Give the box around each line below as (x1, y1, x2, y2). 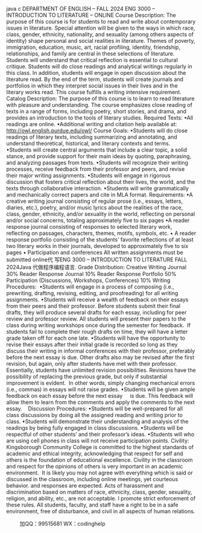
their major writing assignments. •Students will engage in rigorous (6, 172, 171, 179)
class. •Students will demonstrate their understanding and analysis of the (6, 418, 189, 425)
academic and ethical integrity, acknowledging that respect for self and (6, 450, 183, 457)
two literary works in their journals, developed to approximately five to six (6, 243, 189, 249)
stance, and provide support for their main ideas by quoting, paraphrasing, (6, 153, 192, 159)
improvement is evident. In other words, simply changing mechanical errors (6, 380, 195, 386)
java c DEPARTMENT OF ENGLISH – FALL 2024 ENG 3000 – (6, 5, 156, 12)
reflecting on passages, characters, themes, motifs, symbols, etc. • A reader (6, 229, 197, 237)
